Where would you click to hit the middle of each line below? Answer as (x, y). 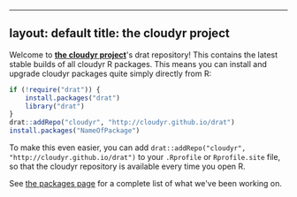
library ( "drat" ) (55, 106)
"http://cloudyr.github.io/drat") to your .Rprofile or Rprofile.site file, (145, 157)
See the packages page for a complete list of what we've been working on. (146, 184)
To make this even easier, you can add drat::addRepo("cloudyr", (127, 148)
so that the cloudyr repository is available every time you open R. (127, 167)
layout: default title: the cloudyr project (119, 33)
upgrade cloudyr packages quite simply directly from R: (110, 73)
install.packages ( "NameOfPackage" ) (75, 131)
